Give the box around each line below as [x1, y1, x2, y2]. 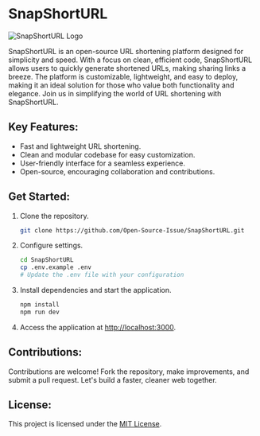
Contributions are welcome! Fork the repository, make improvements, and [8, 367, 250, 376]
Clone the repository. [19, 211, 89, 220]
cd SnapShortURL [19, 256, 74, 264]
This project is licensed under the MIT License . [8, 419, 162, 429]
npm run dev [19, 308, 60, 316]
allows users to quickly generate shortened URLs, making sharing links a [8, 63, 246, 72]
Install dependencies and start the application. [19, 286, 173, 295]
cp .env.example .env [19, 263, 91, 271]
